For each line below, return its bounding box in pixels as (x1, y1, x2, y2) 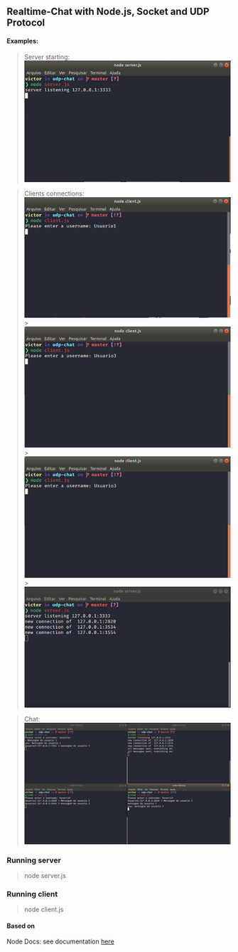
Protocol (6, 17, 45, 29)
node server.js (23, 871, 67, 879)
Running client (6, 889, 58, 899)
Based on (6, 921, 36, 930)
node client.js (23, 905, 64, 914)
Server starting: (23, 53, 70, 61)
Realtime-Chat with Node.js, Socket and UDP (6, 6, 210, 18)
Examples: (6, 36, 38, 45)
